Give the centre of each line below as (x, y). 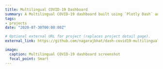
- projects (16, 23)
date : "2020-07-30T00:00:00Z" (36, 28)
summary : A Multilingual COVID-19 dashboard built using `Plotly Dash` (79, 14)
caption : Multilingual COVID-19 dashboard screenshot (65, 54)
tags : (10, 18)
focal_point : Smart (29, 59)
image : (12, 50)
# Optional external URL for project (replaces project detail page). (78, 36)
